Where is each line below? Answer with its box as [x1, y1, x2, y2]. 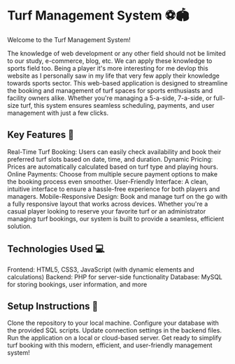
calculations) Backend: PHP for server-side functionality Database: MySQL [7, 272, 222, 281]
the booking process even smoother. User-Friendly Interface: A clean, [7, 177, 208, 185]
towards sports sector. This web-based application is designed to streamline [7, 78, 228, 87]
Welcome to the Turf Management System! [7, 35, 131, 44]
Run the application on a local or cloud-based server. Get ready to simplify [7, 334, 222, 342]
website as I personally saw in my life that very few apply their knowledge [7, 71, 220, 80]
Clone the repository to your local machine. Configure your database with [7, 318, 219, 328]
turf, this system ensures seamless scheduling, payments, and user [20, 101, 215, 109]
